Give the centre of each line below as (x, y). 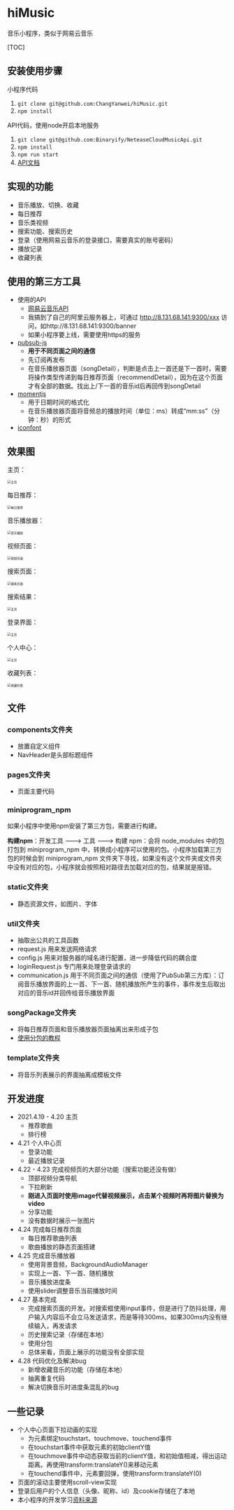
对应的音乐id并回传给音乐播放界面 (66, 993)
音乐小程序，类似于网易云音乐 (50, 33)
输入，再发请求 (56, 1326)
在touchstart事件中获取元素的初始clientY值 (89, 1447)
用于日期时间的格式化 (58, 402)
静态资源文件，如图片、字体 (57, 904)
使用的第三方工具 (44, 281)
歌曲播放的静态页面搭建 (61, 1247)
